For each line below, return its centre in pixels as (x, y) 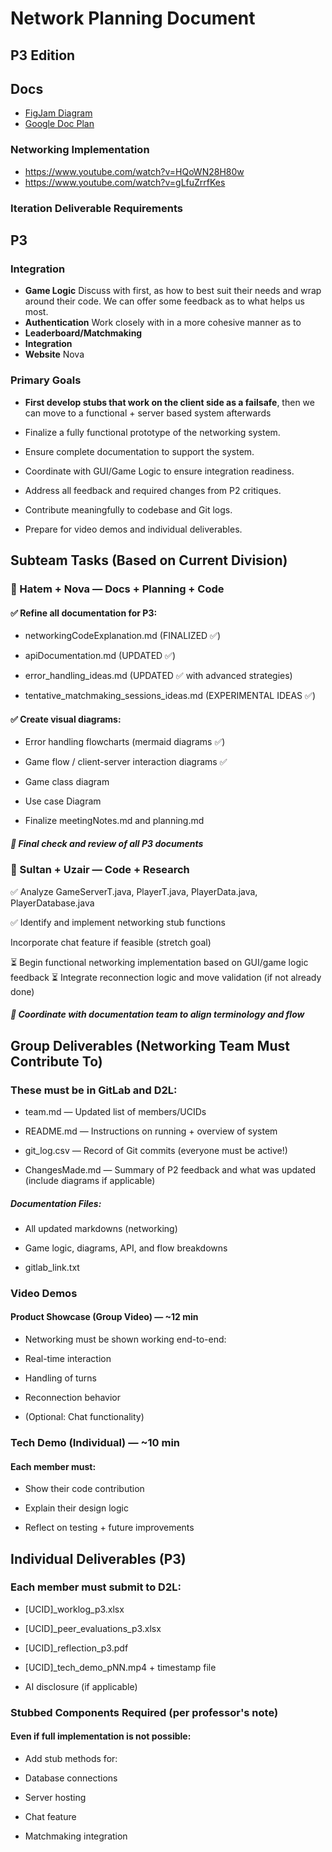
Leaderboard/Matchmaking (83, 333)
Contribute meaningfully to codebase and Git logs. (128, 509)
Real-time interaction (68, 1359)
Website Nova (54, 354)
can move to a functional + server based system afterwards (148, 413)
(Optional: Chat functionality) (84, 1417)
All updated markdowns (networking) (101, 1228)
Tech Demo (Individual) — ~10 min (95, 1442)
